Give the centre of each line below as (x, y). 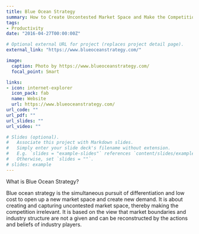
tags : (13, 23)
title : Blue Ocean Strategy (41, 12)
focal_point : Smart (36, 72)
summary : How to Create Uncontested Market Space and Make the (86, 17)
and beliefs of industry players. (44, 224)
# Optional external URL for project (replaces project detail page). (95, 44)
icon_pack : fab (30, 93)
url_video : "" (24, 126)
